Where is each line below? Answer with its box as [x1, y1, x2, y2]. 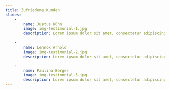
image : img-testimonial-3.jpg [23, 73, 87, 78]
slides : [5, 12, 22, 17]
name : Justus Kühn [23, 21, 62, 27]
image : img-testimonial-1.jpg [23, 26, 87, 31]
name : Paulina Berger [23, 68, 69, 73]
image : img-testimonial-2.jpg [23, 49, 87, 55]
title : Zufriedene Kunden [5, 7, 60, 13]
